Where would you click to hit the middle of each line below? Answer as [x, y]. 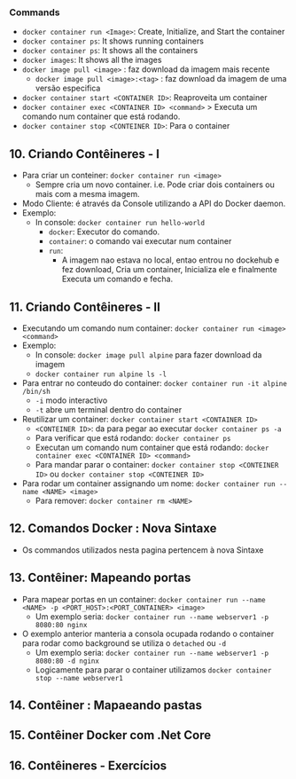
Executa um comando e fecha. [117, 279]
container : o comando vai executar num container [140, 241]
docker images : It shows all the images [92, 60]
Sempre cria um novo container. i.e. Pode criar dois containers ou [155, 185]
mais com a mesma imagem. [87, 194]
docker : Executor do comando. [104, 232]
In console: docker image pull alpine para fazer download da [148, 354]
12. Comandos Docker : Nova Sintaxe [113, 528]
